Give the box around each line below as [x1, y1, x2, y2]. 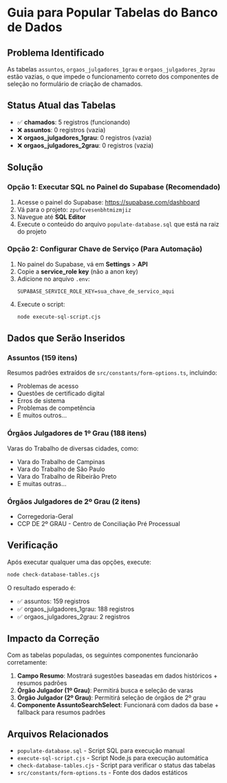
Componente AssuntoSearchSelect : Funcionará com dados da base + [17, 701, 219, 709]
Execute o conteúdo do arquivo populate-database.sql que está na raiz [17, 220, 219, 228]
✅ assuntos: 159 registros [17, 597, 90, 605]
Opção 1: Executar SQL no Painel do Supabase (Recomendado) [7, 182, 221, 192]
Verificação [7, 539, 58, 552]
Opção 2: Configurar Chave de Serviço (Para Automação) [7, 244, 203, 254]
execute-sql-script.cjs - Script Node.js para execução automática [17, 754, 208, 762]
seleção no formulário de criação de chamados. [7, 80, 143, 87]
